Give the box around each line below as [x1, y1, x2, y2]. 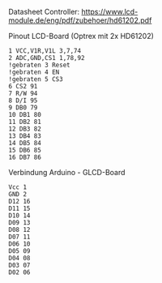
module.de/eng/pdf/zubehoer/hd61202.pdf [8, 15, 152, 25]
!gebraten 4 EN [8, 68, 60, 76]
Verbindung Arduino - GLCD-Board [8, 168, 126, 177]
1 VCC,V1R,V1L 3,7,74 [8, 47, 82, 55]
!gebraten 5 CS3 [8, 75, 63, 84]
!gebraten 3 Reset [8, 61, 70, 69]
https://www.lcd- [81, 7, 139, 16]
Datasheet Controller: [8, 7, 80, 16]
